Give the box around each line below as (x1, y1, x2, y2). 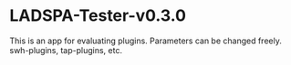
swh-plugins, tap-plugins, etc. (9, 44, 123, 55)
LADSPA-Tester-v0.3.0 (9, 5, 187, 26)
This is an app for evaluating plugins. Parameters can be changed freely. (9, 35, 283, 46)
